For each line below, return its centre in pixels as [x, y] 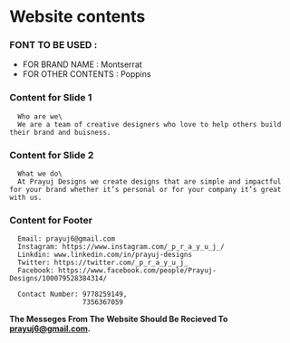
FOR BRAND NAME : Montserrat [82, 64]
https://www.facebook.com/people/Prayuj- [137, 271]
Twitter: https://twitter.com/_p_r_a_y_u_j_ [103, 263]
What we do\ [40, 174]
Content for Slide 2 [52, 155]
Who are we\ [40, 116]
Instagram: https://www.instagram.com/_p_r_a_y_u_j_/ [121, 247]
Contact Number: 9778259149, [72, 295]
